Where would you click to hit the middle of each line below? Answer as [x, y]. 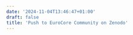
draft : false [23, 17]
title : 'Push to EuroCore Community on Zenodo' [67, 23]
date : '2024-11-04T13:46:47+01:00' [51, 12]
